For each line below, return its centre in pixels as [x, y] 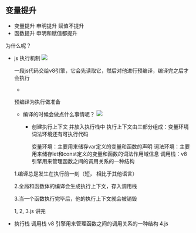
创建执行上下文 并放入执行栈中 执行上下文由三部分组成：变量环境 [110, 126]
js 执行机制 [27, 58]
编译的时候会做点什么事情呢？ [59, 114]
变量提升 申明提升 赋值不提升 [49, 26]
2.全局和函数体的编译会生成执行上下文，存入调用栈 [75, 186]
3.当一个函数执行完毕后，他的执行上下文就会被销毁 [75, 198]
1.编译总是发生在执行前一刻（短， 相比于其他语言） [76, 173]
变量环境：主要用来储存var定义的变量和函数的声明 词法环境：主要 [111, 146]
